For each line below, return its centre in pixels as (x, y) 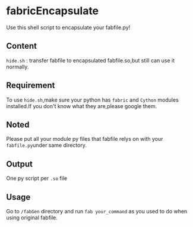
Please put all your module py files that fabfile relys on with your (85, 139)
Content (22, 46)
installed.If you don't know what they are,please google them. (82, 106)
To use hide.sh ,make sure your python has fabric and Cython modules (93, 100)
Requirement (31, 85)
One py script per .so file (37, 178)
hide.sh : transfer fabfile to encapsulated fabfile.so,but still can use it (91, 60)
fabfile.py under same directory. (47, 145)
